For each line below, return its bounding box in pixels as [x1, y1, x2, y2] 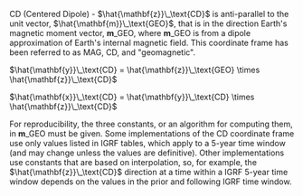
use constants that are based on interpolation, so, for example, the [9, 157, 258, 167]
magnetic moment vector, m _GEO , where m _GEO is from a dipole [9, 28, 251, 38]
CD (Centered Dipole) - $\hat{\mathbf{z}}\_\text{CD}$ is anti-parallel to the [9, 9, 289, 19]
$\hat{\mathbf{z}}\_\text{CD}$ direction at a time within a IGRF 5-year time [9, 167, 289, 177]
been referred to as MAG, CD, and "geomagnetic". [9, 47, 196, 58]
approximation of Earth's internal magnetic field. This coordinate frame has [9, 37, 289, 48]
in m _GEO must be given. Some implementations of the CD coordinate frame [9, 128, 295, 139]
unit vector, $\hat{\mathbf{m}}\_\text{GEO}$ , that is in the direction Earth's [9, 18, 288, 29]
